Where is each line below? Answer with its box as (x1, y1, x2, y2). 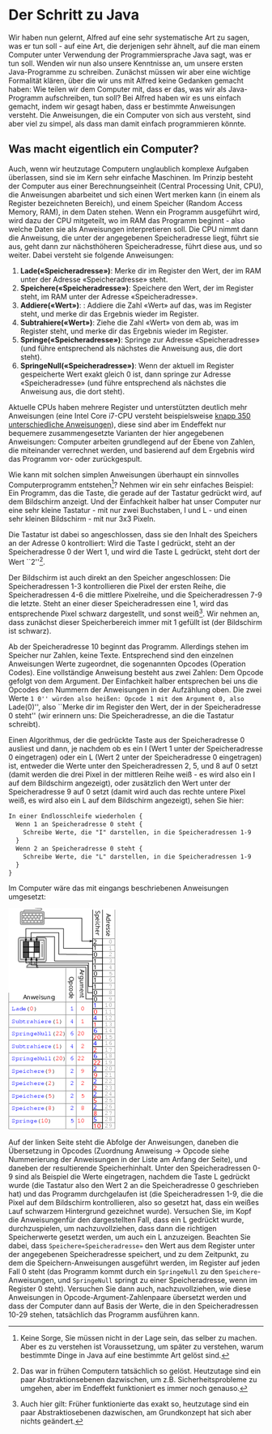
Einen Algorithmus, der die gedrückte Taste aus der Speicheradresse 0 (8, 734, 245, 744)
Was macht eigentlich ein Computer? (8, 142, 199, 156)
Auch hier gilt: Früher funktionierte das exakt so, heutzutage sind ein (19, 1398, 249, 1409)
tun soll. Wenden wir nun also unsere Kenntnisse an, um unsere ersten (8, 58, 244, 68)
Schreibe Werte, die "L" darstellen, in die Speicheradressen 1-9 (23, 852, 252, 861)
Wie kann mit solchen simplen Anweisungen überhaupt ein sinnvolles (8, 469, 240, 480)
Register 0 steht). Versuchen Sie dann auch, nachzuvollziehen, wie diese (8, 1284, 252, 1294)
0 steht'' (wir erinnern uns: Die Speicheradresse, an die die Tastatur (8, 710, 235, 720)
